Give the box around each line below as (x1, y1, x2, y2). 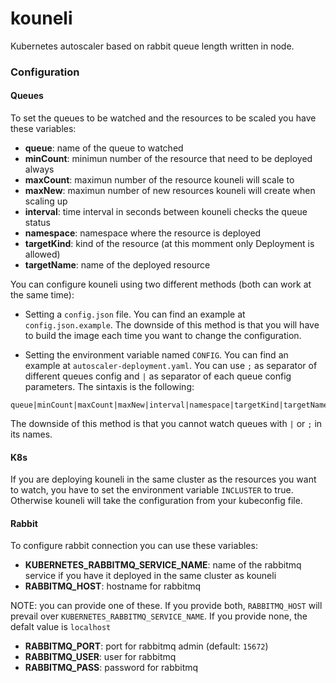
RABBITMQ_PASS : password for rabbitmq (24, 662, 199, 674)
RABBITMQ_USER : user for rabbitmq (24, 651, 177, 663)
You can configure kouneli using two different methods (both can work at (10, 278, 312, 291)
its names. (10, 428, 53, 441)
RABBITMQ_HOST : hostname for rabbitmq (24, 580, 201, 592)
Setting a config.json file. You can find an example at (24, 308, 246, 321)
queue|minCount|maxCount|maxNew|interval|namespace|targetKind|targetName (10, 400, 329, 411)
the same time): (10, 289, 75, 301)
